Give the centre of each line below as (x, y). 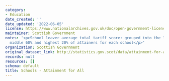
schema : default (22, 66)
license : (14, 29)
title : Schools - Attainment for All (45, 71)
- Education (18, 15)
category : (16, 10)
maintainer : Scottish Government (40, 33)
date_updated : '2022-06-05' (35, 24)
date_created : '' (23, 19)
